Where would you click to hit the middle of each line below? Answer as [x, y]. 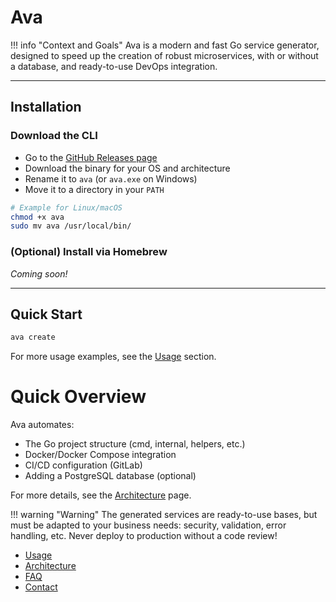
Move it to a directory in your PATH [94, 189]
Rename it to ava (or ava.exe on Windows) [111, 178]
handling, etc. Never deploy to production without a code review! [144, 536]
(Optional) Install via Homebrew [89, 252]
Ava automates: [42, 425]
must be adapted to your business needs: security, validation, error [148, 525]
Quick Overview [78, 397]
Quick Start [46, 314]
